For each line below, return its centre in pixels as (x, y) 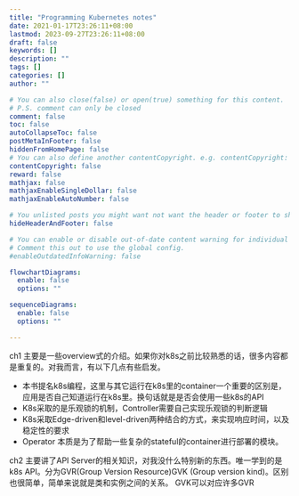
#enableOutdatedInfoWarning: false (75, 256)
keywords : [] (33, 51)
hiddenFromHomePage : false (59, 150)
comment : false (37, 117)
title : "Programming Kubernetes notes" (83, 17)
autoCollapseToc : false (53, 133)
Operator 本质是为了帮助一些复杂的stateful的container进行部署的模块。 (153, 441)
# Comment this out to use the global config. (97, 248)
